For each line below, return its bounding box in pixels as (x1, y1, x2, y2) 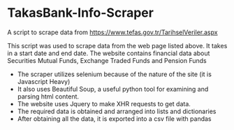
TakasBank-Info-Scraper (7, 5, 154, 21)
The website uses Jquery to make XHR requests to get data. (17, 99, 191, 108)
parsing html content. (17, 92, 79, 101)
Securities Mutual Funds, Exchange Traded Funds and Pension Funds (7, 56, 207, 64)
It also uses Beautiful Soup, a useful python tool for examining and (17, 85, 209, 93)
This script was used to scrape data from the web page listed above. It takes (7, 41, 228, 50)
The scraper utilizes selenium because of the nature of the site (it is (17, 70, 212, 78)
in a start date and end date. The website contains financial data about (7, 49, 210, 57)
